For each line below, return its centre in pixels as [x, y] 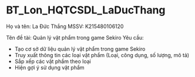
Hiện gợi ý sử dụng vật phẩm [49, 67]
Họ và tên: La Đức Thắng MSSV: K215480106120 [65, 26]
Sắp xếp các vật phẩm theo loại [53, 61]
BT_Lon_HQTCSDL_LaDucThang [86, 10]
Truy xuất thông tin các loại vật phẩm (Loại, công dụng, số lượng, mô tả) [102, 55]
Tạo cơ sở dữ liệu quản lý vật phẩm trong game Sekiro [80, 49]
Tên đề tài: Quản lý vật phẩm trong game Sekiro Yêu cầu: [75, 37]
